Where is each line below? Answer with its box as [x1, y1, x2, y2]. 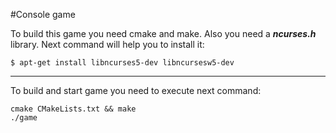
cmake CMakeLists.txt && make [10, 104, 137, 114]
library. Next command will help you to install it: [10, 39, 205, 50]
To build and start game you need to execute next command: [10, 85, 262, 96]
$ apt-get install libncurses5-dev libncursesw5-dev [10, 58, 235, 68]
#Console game [10, 9, 76, 20]
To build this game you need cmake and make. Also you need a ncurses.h [10, 28, 317, 39]
